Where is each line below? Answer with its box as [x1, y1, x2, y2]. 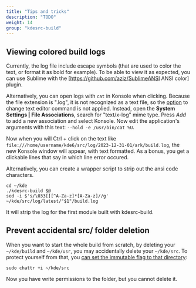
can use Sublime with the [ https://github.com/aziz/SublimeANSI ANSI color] [6, 75, 190, 82]
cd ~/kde [6, 183, 28, 189]
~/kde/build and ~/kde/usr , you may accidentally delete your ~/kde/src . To [6, 247, 188, 254]
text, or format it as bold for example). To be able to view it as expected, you [6, 69, 191, 76]
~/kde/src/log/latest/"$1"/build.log [6, 198, 99, 205]
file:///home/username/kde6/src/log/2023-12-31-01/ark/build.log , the [6, 142, 180, 149]
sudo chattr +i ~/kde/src [6, 265, 69, 271]
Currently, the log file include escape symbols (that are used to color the [6, 62, 181, 69]
